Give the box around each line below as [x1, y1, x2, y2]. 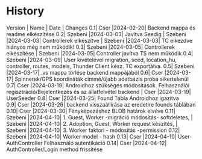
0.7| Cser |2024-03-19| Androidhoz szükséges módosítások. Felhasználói [6, 81, 190, 89]
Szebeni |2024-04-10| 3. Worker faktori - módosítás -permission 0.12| [6, 126, 180, 134]
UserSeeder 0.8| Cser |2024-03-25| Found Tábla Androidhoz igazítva [6, 95, 179, 102]
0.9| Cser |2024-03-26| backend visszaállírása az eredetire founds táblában [6, 101, 196, 108]
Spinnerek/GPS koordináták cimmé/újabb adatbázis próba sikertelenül [14, 75, 189, 83]
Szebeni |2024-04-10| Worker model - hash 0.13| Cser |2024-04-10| [6, 132, 177, 140]
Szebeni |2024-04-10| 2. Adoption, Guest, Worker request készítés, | [6, 120, 178, 127]
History [6, 4, 45, 18]
